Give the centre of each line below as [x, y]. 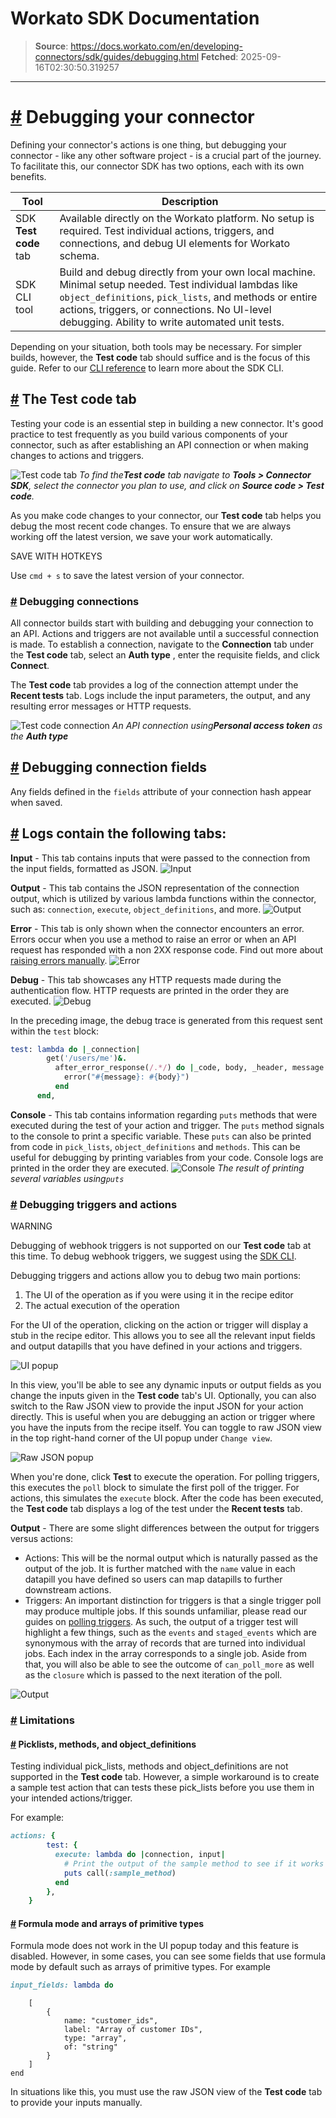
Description [190, 201]
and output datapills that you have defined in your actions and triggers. [156, 1346]
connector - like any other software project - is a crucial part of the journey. [166, 155]
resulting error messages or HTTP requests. [101, 706]
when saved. [36, 802]
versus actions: [41, 1539]
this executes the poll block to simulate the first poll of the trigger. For [155, 1488]
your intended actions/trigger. [71, 1798]
